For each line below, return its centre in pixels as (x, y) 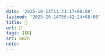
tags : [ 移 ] (19, 33)
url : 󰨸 (14, 28)
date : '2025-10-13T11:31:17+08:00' (50, 11)
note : (13, 44)
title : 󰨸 (17, 22)
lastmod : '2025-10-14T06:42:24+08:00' (53, 17)
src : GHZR (18, 38)
